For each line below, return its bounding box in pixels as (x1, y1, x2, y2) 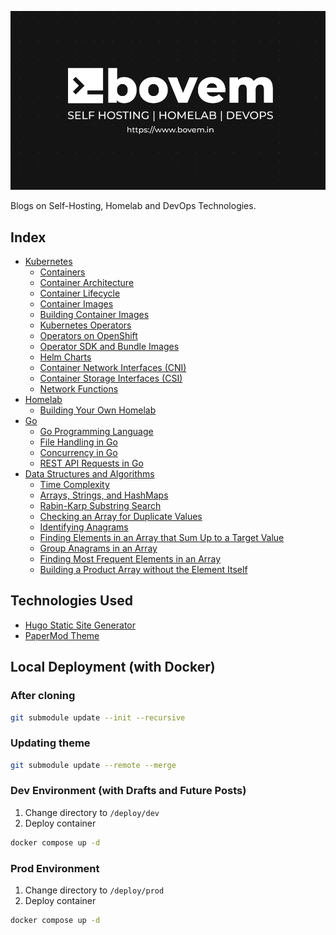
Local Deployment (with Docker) (10, 659, 216, 676)
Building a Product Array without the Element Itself (39, 564, 248, 576)
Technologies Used (10, 592, 133, 610)
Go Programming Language (39, 426, 154, 438)
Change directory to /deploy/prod (24, 884, 165, 896)
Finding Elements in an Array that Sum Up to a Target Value (39, 532, 285, 544)
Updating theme (10, 736, 91, 750)
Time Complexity (39, 479, 110, 491)
